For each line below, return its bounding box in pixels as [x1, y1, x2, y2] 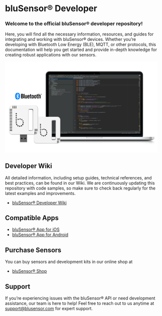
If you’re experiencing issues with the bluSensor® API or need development [5, 295, 156, 301]
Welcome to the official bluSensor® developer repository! [5, 20, 143, 27]
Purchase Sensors [5, 246, 61, 254]
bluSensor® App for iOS [12, 227, 59, 232]
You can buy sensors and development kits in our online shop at [5, 259, 133, 265]
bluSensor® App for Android [12, 232, 69, 238]
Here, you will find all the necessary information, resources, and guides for [5, 31, 154, 37]
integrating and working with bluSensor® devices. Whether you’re [5, 36, 136, 42]
